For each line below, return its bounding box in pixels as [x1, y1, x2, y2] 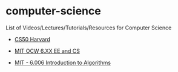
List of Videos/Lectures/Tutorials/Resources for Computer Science [5, 24, 172, 31]
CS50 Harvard [14, 35, 51, 43]
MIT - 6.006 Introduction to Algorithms [14, 59, 111, 66]
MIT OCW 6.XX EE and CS [14, 47, 80, 55]
